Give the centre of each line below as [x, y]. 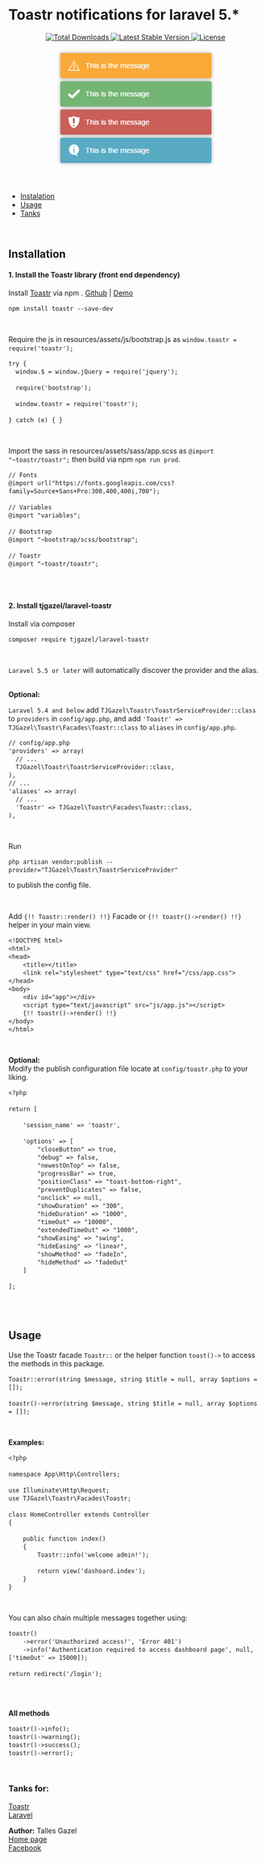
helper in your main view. [50, 925]
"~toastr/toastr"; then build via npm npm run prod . [95, 459]
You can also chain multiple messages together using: [98, 1618]
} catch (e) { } [35, 420]
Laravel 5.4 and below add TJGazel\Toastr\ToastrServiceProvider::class [132, 710]
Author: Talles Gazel [43, 1830]
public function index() [64, 1539]
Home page [28, 1839]
